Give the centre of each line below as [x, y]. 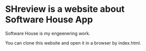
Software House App [49, 20]
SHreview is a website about [65, 9]
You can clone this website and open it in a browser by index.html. [73, 43]
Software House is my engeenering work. [48, 33]
